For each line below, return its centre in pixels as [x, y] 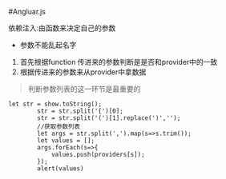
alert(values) [61, 169]
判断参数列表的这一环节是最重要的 [84, 89]
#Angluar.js [27, 12]
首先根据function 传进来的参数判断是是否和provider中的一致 [119, 62]
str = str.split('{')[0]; [81, 111]
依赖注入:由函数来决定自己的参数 [62, 28]
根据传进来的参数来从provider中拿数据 [83, 72]
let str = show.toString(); [55, 104]
